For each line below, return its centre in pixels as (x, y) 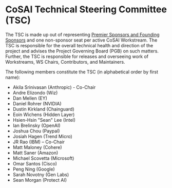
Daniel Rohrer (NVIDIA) (37, 103)
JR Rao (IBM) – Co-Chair (39, 142)
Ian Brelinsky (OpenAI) (36, 125)
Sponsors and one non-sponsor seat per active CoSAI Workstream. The (81, 40)
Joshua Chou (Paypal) (36, 131)
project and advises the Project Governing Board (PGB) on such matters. (82, 51)
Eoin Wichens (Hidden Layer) (44, 115)
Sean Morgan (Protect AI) (40, 180)
